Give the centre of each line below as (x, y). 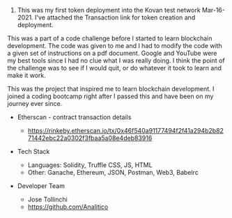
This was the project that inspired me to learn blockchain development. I (111, 89)
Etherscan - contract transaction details (74, 117)
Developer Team (41, 186)
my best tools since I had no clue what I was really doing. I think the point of (116, 61)
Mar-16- (213, 10)
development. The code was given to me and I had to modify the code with (115, 46)
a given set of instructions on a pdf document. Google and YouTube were (112, 53)
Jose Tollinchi (47, 199)
